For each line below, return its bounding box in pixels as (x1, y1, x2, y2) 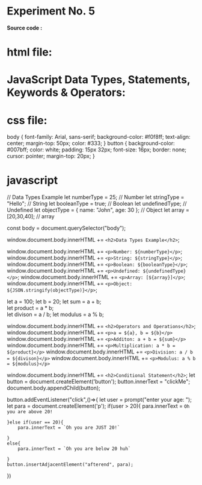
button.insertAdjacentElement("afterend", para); (7, 461, 134, 468)
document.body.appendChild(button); (7, 384, 101, 391)
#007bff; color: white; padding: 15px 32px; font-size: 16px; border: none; (7, 146, 187, 153)
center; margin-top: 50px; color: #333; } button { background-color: (7, 140, 175, 147)
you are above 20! (7, 409, 53, 415)
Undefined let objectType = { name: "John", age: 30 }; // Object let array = (7, 206, 190, 214)
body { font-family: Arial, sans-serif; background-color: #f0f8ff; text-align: (7, 133, 191, 141)
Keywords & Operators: (7, 86, 126, 100)
